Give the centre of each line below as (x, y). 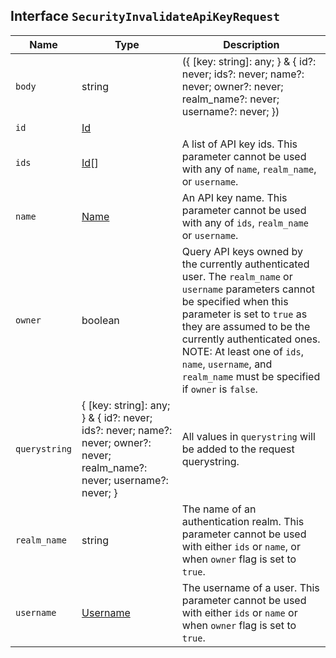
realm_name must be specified (251, 376)
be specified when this (235, 301)
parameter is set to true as (244, 314)
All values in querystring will (248, 436)
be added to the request (238, 449)
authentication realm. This (243, 521)
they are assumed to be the (246, 326)
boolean (100, 320)
